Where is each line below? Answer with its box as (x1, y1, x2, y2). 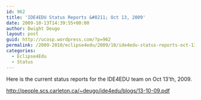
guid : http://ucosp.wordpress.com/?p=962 (6, 37, 111, 43)
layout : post (6, 31, 39, 37)
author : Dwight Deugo (6, 25, 60, 32)
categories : (6, 48, 36, 54)
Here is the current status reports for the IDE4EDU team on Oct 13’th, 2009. (6, 75, 193, 83)
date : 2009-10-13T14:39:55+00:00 (6, 20, 90, 26)
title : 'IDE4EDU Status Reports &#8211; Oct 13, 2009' (6, 14, 146, 20)
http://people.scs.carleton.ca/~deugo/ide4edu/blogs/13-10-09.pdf (6, 87, 170, 94)
